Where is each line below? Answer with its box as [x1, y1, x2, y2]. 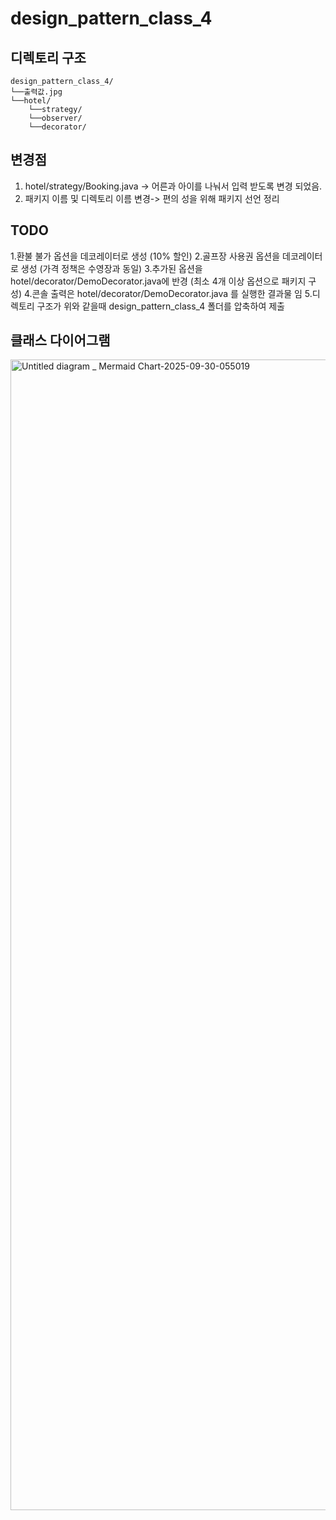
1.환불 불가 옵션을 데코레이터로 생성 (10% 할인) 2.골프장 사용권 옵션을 [10, 250, 281, 262]
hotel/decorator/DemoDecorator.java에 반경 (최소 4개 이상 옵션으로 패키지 [10, 275, 307, 287]
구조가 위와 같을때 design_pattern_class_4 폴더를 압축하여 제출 [36, 300, 285, 312]
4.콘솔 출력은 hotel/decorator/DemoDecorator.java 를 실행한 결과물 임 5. [23, 287, 313, 299]
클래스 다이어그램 [10, 332, 111, 349]
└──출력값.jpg [10, 87, 63, 97]
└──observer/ [28, 113, 83, 123]
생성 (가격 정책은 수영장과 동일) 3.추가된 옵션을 [20, 262, 203, 274]
